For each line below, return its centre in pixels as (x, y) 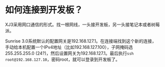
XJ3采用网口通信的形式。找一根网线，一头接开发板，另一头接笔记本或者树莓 (82, 24)
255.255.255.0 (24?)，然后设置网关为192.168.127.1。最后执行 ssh (69, 53)
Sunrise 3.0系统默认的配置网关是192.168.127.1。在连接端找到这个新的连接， (81, 41)
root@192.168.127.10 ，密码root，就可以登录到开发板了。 (63, 59)
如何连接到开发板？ (44, 10)
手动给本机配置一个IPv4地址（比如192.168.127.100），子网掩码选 (69, 47)
